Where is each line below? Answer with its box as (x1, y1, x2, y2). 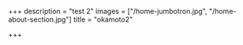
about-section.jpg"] (8, 15, 73, 24)
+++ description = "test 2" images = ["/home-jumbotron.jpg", (8, 7, 207, 16)
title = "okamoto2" (73, 15, 133, 24)
